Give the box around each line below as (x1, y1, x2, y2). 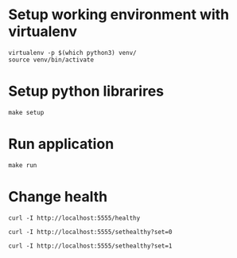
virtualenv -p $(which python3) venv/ (8, 49, 137, 57)
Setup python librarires (8, 82, 165, 100)
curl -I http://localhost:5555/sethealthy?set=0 (8, 228, 173, 236)
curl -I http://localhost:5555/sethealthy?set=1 (8, 241, 173, 250)
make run (8, 161, 37, 169)
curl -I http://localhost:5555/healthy (8, 213, 141, 222)
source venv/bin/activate (8, 56, 94, 64)
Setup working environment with (8, 6, 230, 24)
